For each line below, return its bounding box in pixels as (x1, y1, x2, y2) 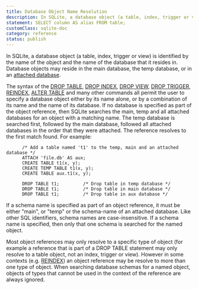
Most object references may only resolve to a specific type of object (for (6, 238, 183, 245)
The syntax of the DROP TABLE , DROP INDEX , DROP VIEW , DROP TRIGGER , (6, 83, 191, 89)
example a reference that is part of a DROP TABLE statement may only (6, 245, 178, 252)
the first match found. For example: (6, 133, 92, 140)
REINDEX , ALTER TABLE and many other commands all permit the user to (6, 89, 185, 96)
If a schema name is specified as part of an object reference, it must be (6, 202, 181, 208)
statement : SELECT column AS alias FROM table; (6, 20, 126, 25)
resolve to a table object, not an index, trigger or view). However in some (6, 251, 184, 258)
